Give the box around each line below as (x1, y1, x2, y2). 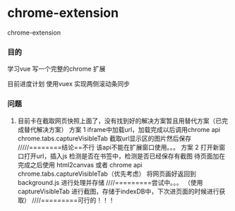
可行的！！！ (77, 195, 115, 204)
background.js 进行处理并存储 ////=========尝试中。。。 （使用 (17, 178, 203, 186)
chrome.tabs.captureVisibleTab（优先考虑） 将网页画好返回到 (17, 169, 196, 178)
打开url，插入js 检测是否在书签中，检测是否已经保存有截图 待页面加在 (23, 152, 226, 160)
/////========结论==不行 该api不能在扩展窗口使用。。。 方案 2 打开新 (17, 143, 219, 151)
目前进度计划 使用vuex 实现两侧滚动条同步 (7, 80, 131, 88)
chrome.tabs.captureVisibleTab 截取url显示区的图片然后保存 (17, 134, 192, 143)
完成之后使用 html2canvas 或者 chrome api (17, 160, 143, 169)
